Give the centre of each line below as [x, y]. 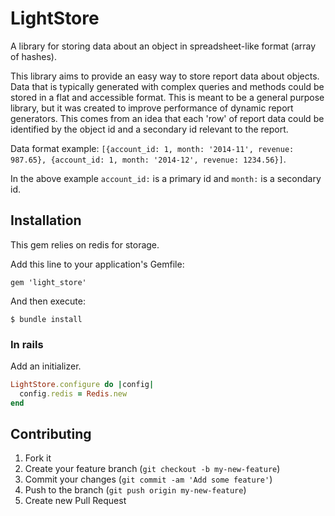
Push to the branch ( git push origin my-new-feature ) [135, 490]
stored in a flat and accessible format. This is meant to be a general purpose [167, 97]
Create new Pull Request [75, 501]
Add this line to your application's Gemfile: [97, 264]
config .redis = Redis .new [73, 393]
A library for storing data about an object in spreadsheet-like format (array [163, 46]
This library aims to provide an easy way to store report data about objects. [165, 76]
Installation [46, 220]
